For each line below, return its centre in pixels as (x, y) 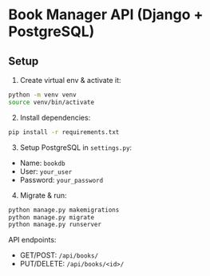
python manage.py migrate (51, 217)
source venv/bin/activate (51, 102)
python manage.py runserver (55, 225)
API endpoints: (32, 240)
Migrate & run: (43, 195)
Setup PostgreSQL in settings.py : (76, 147)
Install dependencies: (55, 117)
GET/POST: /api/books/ (59, 255)
